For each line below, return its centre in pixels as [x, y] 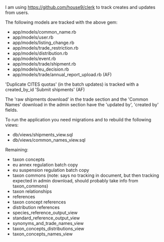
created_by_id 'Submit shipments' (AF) [45, 89]
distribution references [36, 207]
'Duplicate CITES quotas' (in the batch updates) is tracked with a [72, 84]
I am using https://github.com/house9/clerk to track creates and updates [80, 7]
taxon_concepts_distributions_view [48, 228]
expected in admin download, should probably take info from [75, 181]
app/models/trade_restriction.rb [45, 48]
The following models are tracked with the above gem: [61, 22]
